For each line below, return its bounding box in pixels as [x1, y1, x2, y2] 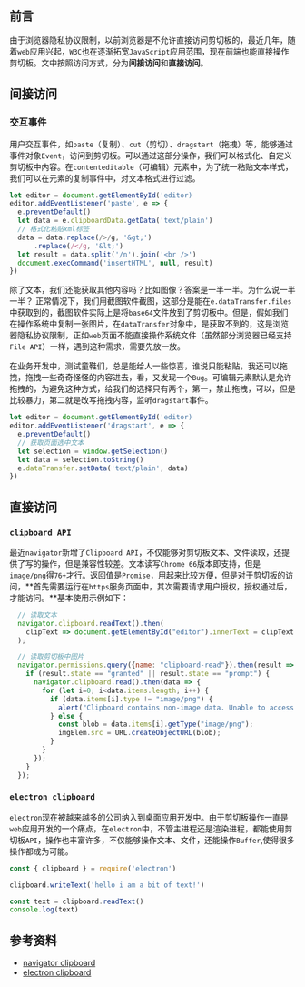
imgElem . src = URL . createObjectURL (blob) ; [57, 729, 221, 738]
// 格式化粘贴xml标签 [17, 225, 90, 234]
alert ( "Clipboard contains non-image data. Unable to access [57, 703, 295, 712]
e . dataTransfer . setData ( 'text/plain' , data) [17, 463, 189, 473]
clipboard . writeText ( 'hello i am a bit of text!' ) [9, 881, 205, 890]
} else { [49, 711, 84, 720]
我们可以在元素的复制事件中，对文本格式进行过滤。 [9, 172, 201, 184]
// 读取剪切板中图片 [17, 652, 84, 661]
